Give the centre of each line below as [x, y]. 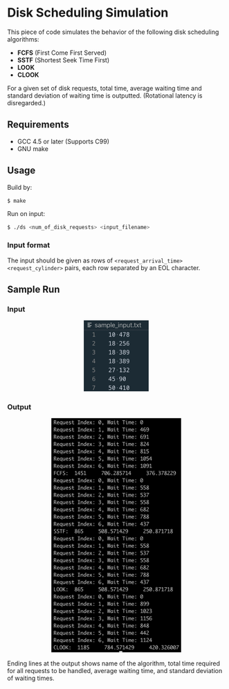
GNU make [33, 149]
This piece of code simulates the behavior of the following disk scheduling [113, 32]
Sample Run [34, 289]
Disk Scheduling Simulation [88, 13]
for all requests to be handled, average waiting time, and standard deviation [115, 671]
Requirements [38, 125]
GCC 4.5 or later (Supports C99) [63, 141]
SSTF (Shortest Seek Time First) [63, 60]
